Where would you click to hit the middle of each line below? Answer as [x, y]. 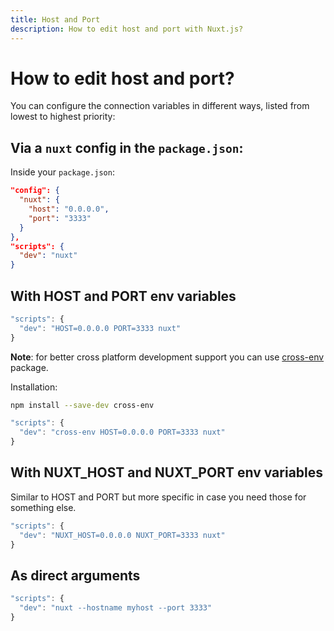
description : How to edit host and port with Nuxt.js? [127, 29]
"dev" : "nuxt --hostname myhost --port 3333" [116, 608]
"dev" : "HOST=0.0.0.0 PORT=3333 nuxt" [100, 328]
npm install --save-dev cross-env [82, 405]
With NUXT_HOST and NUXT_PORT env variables [167, 472]
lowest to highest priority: [63, 117]
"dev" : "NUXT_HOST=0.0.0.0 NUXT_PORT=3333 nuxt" [122, 535]
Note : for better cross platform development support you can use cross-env [167, 357]
